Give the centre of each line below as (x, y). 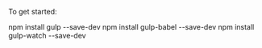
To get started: (33, 12)
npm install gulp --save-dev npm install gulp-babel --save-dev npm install (131, 27)
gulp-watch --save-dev (47, 36)
